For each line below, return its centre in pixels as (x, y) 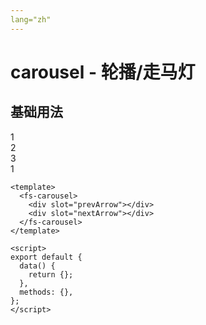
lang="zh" (31, 19)
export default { (46, 257)
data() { (37, 266)
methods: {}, (46, 292)
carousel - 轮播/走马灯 (103, 72)
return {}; (51, 274)
